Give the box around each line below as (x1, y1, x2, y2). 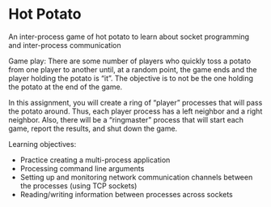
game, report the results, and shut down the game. (8, 123, 178, 133)
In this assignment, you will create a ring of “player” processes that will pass (8, 97, 263, 107)
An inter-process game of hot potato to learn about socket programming (8, 32, 249, 41)
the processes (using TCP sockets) (19, 180, 138, 191)
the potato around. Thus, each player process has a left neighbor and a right (8, 106, 263, 116)
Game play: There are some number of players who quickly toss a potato (8, 56, 252, 66)
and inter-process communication (8, 40, 121, 50)
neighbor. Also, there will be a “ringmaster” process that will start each (8, 114, 244, 124)
